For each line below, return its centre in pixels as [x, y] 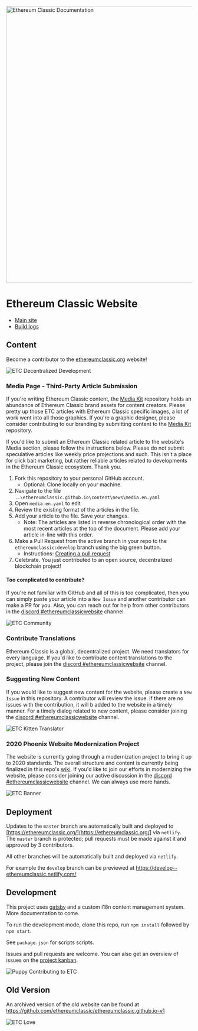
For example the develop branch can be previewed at [70, 867]
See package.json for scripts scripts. [50, 942]
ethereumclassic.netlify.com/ [41, 874]
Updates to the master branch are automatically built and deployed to [90, 826]
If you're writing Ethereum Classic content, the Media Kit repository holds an [99, 399]
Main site [26, 320]
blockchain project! [38, 566]
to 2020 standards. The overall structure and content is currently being [92, 763]
